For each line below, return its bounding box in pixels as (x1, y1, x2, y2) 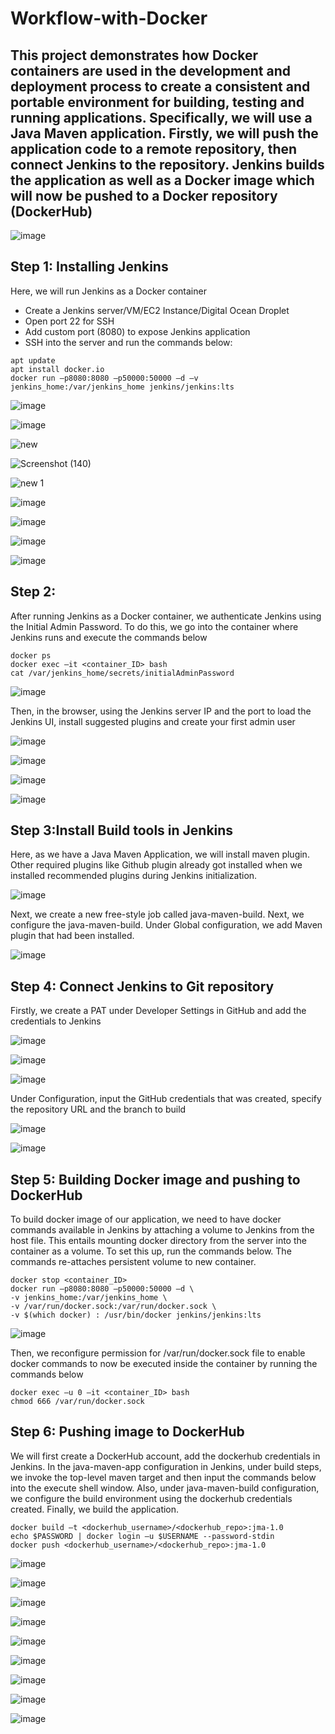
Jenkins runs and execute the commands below (10, 631, 208, 643)
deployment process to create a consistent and (10, 78, 311, 95)
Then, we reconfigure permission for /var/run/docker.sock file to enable (10, 1347, 306, 1359)
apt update (10, 355, 56, 366)
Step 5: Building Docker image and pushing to (10, 1171, 301, 1188)
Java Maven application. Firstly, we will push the (10, 125, 319, 142)
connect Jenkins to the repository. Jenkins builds (10, 156, 325, 173)
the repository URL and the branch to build (10, 1103, 187, 1116)
